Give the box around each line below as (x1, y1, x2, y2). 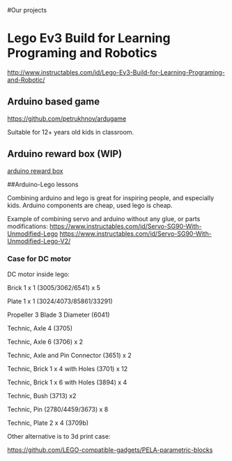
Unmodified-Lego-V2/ (7, 236, 71, 245)
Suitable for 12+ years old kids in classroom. (7, 128, 134, 136)
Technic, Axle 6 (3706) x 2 (7, 338, 84, 346)
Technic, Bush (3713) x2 (7, 391, 77, 400)
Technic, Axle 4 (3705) (7, 324, 73, 332)
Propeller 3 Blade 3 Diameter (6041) (7, 310, 110, 319)
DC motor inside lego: (7, 270, 70, 278)
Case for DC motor (7, 254, 72, 264)
